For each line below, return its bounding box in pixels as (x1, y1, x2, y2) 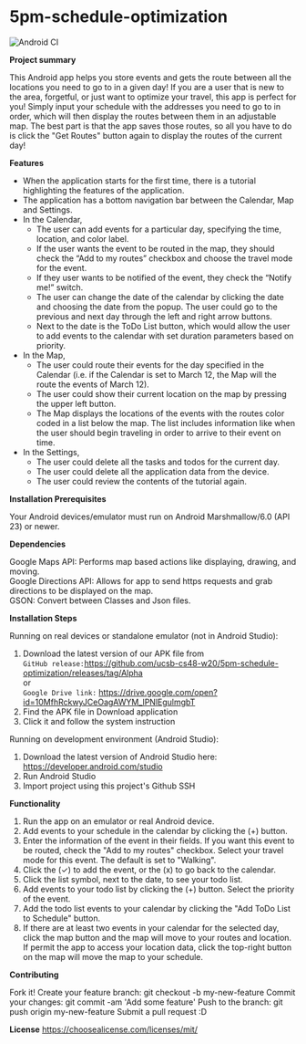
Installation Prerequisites (9, 493, 107, 504)
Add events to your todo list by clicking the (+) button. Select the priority (22, 883, 294, 894)
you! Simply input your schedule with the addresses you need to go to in (9, 100, 280, 111)
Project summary (9, 54, 76, 65)
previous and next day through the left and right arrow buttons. (36, 310, 273, 321)
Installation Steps (9, 612, 77, 623)
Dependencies (9, 538, 66, 549)
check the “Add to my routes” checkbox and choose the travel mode (36, 253, 293, 264)
